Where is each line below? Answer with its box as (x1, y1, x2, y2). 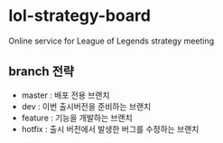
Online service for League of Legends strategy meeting (8, 35, 214, 46)
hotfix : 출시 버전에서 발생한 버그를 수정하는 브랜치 (21, 123, 200, 134)
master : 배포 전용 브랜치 (21, 90, 110, 100)
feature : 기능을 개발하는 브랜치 (21, 112, 133, 123)
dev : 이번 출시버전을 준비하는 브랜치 (21, 100, 152, 111)
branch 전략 (8, 64, 74, 80)
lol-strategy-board (8, 5, 151, 26)
